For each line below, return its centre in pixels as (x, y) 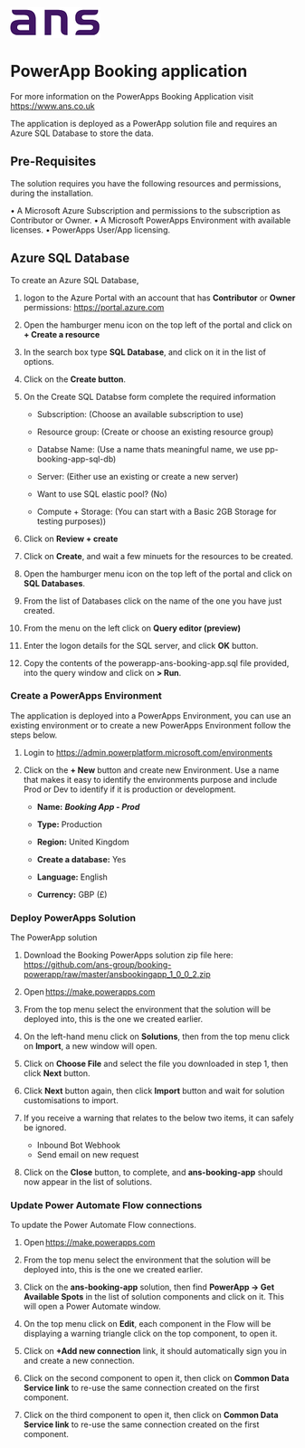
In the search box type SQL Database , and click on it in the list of (144, 352)
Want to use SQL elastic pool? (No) (102, 494)
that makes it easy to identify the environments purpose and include (150, 779)
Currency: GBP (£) (72, 894)
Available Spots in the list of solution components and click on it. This (153, 1297)
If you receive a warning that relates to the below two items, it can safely (158, 1118)
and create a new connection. (79, 1361)
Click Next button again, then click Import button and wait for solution (154, 1091)
